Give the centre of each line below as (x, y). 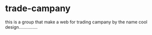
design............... (21, 27)
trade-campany (38, 9)
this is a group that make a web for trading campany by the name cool (76, 22)
